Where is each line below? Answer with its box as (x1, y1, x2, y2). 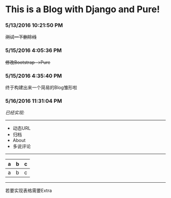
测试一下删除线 (5, 34, 37, 40)
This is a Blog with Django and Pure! (5, 4, 160, 15)
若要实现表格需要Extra (5, 187, 52, 194)
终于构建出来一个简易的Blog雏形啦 (5, 84, 77, 91)
